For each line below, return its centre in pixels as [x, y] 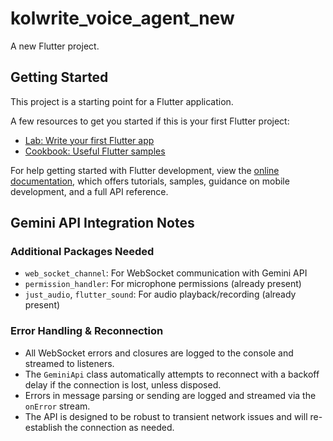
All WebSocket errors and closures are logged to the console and [159, 353]
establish [43, 427]
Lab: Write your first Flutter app [89, 140]
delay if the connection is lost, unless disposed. [123, 384]
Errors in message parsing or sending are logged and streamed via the [170, 395]
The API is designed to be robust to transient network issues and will [166, 416]
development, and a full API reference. [89, 191]
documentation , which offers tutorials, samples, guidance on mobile [150, 181]
